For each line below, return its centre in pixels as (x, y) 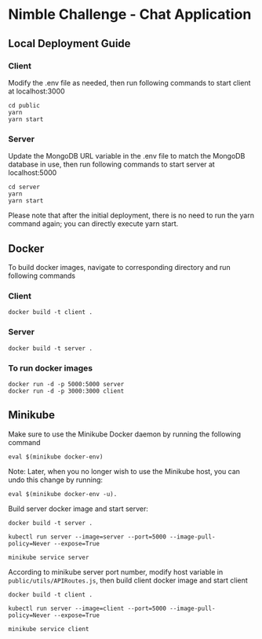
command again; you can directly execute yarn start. (93, 224)
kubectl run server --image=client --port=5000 (87, 608)
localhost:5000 (33, 173)
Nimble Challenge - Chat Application (130, 15)
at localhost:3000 (36, 91)
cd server (24, 187)
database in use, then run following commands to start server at (112, 164)
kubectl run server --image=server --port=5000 (87, 537)
